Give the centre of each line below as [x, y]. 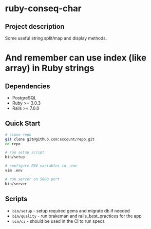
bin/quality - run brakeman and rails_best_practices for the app [77, 216]
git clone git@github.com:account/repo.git [50, 139]
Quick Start [23, 124]
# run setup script [25, 153]
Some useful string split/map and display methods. [56, 38]
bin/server [16, 184]
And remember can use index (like [76, 58]
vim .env [14, 171]
